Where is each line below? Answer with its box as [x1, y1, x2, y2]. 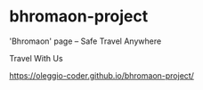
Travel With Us [9, 53, 64, 63]
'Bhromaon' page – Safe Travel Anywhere [9, 36, 162, 46]
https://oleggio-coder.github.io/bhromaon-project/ [9, 70, 194, 81]
